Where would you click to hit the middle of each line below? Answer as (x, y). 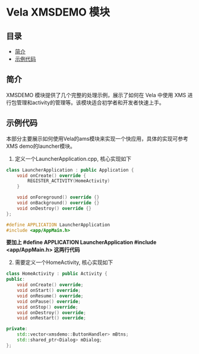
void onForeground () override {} (58, 197)
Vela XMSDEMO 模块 (58, 12)
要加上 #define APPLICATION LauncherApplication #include (81, 243)
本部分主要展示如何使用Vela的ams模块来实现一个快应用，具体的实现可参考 (97, 138)
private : (17, 329)
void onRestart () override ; (51, 318)
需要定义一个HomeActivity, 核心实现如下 (64, 262)
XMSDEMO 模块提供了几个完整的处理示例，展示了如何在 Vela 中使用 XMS (96, 95)
